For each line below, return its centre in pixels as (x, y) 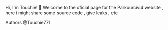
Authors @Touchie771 (28, 23)
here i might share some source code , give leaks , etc (61, 13)
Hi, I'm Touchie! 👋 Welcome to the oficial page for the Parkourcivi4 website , (85, 8)
